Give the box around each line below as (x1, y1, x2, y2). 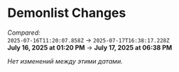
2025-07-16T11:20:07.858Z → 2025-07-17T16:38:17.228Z (7, 35, 170, 44)
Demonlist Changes (7, 5, 126, 21)
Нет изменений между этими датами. (7, 56, 123, 65)
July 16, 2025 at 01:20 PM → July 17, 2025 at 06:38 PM (7, 43, 173, 52)
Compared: (7, 28, 40, 37)
